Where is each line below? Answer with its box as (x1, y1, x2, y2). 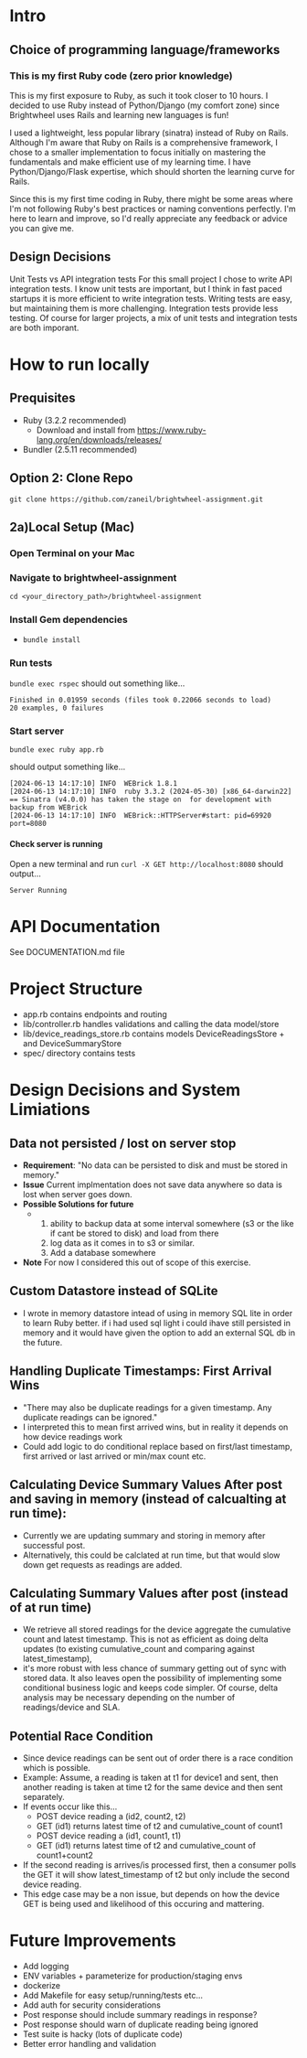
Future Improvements (9, 1931, 176, 1951)
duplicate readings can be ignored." (22, 1411, 158, 1422)
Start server (9, 724, 64, 737)
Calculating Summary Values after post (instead (9, 1585, 289, 1601)
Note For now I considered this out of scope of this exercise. (22, 1257, 251, 1268)
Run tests (9, 657, 53, 670)
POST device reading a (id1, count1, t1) (36, 1830, 182, 1841)
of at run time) (9, 1600, 92, 1615)
